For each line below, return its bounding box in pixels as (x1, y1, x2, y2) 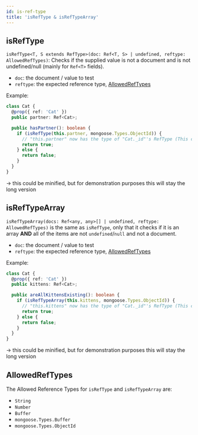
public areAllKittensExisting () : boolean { (11, 292, 120, 298)
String (14, 398, 31, 404)
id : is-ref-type (6, 8, 46, 15)
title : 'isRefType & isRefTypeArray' (6, 14, 99, 20)
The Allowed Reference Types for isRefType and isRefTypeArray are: (6, 385, 173, 393)
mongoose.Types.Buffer (14, 417, 71, 423)
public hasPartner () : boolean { (11, 125, 91, 131)
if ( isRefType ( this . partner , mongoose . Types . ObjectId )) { (16, 130, 162, 136)
